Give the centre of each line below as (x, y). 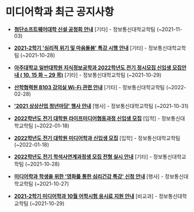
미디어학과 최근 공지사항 (60, 12)
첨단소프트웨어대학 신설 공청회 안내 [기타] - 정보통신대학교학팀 (84, 29)
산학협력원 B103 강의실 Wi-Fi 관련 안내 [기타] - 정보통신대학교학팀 (89, 87)
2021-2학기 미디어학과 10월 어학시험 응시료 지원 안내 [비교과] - (86, 196)
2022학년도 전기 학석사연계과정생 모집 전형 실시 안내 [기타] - (83, 157)
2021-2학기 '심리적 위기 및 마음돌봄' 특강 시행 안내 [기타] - (80, 48)
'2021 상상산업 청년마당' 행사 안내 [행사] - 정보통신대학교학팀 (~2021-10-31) (101, 106)
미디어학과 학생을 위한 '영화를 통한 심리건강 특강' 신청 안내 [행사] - (89, 176)
